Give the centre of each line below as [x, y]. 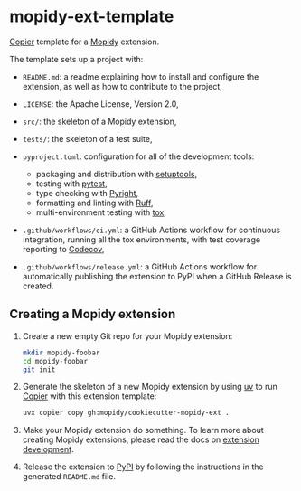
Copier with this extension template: [89, 396]
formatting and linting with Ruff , [94, 203]
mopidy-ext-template [92, 17]
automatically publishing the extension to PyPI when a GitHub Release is [157, 276]
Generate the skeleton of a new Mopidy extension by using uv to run [150, 387]
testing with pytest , [71, 184]
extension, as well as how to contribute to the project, [122, 86]
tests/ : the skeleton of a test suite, [87, 138]
